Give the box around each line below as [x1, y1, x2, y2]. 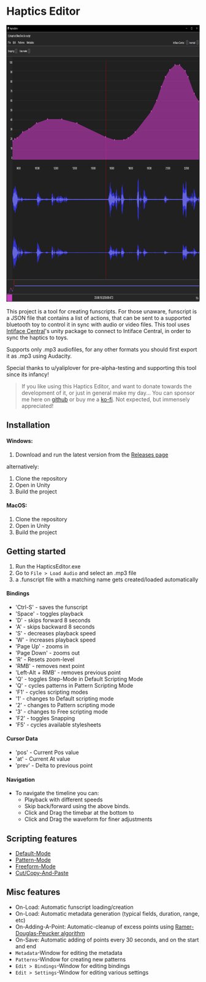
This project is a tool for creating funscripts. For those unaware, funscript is [6, 307, 197, 315]
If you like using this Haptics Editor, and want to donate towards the [21, 382, 192, 390]
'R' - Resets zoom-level [15, 656, 75, 663]
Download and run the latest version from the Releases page [15, 450, 169, 458]
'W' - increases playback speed [15, 636, 96, 643]
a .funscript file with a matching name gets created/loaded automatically [15, 576, 199, 583]
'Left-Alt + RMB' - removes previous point [15, 669, 121, 676]
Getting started [6, 546, 66, 557]
